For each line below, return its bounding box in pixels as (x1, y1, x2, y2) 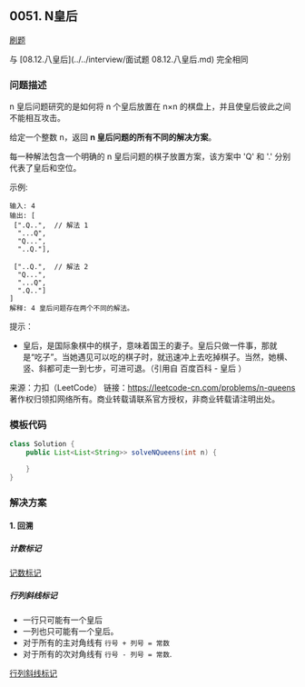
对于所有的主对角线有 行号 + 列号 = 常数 (22, 637, 171, 648)
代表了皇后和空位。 (9, 163, 82, 174)
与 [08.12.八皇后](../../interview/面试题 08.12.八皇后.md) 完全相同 (9, 54, 249, 65)
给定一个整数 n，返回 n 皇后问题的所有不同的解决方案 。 (9, 132, 217, 143)
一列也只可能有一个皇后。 (22, 626, 119, 637)
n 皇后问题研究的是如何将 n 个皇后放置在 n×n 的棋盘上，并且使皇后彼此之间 (9, 101, 292, 112)
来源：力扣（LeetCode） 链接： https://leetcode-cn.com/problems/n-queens (9, 383, 296, 393)
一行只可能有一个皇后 (22, 614, 103, 625)
